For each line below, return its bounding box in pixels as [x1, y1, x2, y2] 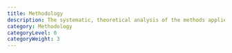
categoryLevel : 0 [7, 29, 57, 36]
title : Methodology [7, 10, 64, 17]
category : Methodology [7, 23, 72, 30]
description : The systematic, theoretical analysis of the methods [7, 17, 206, 23]
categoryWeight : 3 [7, 36, 60, 43]
